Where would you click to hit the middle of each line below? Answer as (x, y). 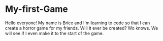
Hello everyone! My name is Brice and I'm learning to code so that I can (78, 23)
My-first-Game (36, 9)
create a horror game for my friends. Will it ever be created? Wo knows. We (82, 28)
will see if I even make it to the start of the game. (54, 33)
